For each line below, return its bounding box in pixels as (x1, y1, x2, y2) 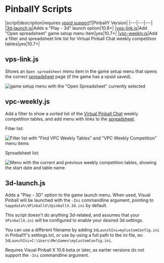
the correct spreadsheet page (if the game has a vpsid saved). (5, 73, 132, 80)
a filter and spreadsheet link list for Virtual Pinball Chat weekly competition (5, 36, 157, 42)
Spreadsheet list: (5, 150, 39, 156)
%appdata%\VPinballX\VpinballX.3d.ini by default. (5, 203, 107, 209)
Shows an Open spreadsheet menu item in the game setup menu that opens (5, 68, 158, 74)
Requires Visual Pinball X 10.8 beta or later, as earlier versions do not (5, 247, 144, 253)
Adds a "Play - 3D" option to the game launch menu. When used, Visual (5, 192, 151, 198)
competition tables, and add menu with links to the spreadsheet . (5, 116, 135, 122)
